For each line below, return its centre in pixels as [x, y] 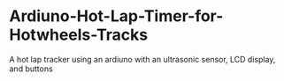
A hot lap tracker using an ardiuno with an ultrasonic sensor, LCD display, [142, 59]
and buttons [31, 69]
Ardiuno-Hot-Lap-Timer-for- [116, 16]
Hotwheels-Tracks [79, 35]
